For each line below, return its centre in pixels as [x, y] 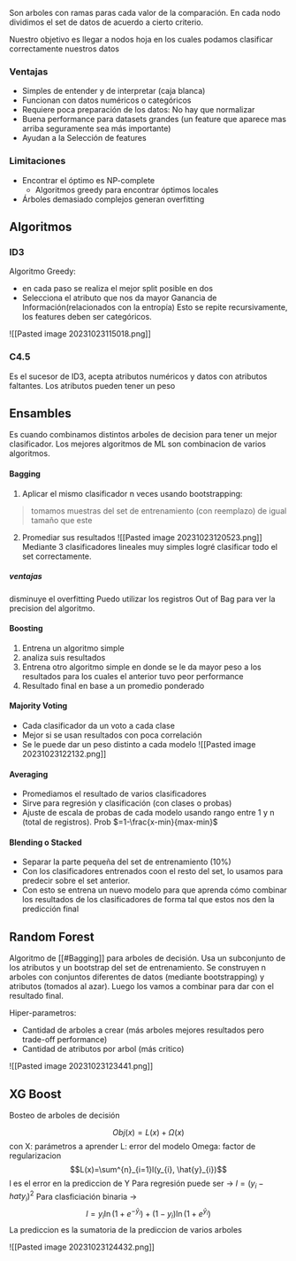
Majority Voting [38, 706]
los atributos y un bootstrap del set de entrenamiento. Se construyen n [138, 968]
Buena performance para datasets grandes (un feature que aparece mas [154, 120]
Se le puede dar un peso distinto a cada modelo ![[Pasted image [139, 744]
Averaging [29, 774]
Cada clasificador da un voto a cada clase [98, 725]
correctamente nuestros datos [64, 49]
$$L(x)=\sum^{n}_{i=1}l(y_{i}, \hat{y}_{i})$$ [148, 1169]
